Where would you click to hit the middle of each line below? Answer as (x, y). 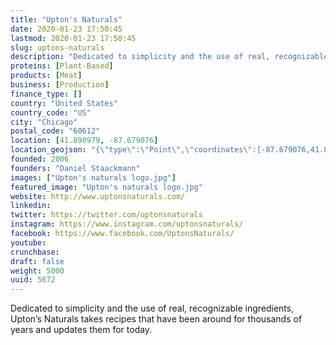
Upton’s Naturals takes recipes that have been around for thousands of (156, 319)
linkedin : (31, 206)
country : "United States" (64, 103)
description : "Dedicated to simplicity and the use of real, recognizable (169, 57)
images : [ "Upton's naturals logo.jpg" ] (93, 177)
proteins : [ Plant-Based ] (62, 66)
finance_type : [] (46, 94)
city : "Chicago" (44, 122)
